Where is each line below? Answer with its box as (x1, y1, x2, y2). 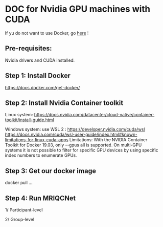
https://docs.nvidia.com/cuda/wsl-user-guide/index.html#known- (5, 131, 138, 138)
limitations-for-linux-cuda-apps (5, 137, 69, 143)
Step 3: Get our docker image (5, 167, 96, 175)
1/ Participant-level (5, 207, 43, 213)
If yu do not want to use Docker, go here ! (5, 30, 89, 36)
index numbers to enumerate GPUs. (5, 152, 77, 158)
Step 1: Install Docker (5, 72, 71, 80)
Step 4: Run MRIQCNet (5, 194, 76, 202)
